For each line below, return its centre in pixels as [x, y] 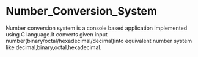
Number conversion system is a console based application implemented [97, 28]
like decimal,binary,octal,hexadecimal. [54, 47]
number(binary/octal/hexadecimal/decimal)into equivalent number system [99, 41]
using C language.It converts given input [57, 34]
